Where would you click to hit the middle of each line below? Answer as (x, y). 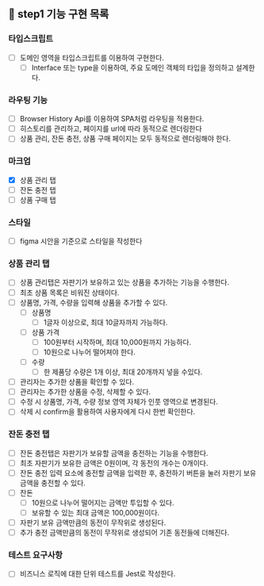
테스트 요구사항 (36, 555)
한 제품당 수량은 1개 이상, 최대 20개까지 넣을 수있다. (123, 372)
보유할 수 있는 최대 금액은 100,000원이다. (96, 512)
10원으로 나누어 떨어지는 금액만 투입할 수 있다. (103, 503)
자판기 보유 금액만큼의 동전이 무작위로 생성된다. (93, 523)
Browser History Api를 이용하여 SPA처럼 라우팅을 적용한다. (112, 119)
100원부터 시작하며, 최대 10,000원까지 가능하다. (117, 342)
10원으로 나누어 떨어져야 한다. (90, 352)
